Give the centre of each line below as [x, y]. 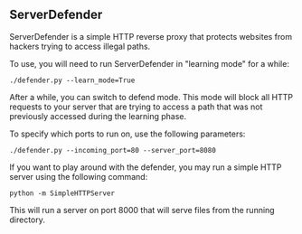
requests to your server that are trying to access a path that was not [136, 107]
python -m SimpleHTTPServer [62, 193]
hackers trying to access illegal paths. [80, 46]
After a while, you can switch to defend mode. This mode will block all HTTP [151, 97]
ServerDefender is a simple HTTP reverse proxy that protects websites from [151, 36]
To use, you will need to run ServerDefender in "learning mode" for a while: [149, 63]
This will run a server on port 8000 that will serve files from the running [142, 210]
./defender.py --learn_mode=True [72, 80]
